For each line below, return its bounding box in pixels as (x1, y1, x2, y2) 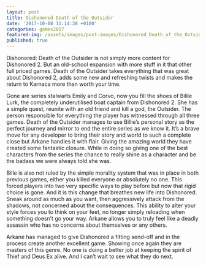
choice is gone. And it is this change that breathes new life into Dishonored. (6, 189, 197, 196)
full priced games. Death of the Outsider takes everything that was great (6, 67, 189, 74)
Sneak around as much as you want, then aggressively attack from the (6, 196, 185, 202)
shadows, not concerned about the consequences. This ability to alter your (6, 202, 196, 209)
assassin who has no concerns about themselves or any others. (6, 221, 167, 229)
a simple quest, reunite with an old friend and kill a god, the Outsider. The (6, 105, 191, 112)
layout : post (6, 9, 40, 15)
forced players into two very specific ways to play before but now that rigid (6, 182, 196, 189)
